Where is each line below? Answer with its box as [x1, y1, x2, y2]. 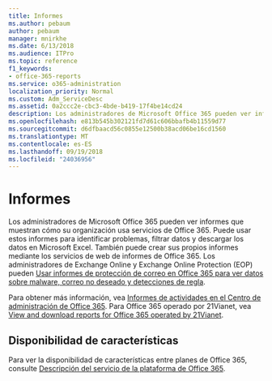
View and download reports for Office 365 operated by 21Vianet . [8, 310, 224, 320]
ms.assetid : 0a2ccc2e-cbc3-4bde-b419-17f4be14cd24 [8, 102, 183, 110]
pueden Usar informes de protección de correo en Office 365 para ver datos [8, 268, 264, 278]
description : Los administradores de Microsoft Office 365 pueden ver [8, 110, 252, 118]
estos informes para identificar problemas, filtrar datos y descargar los [8, 234, 244, 244]
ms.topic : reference [8, 58, 79, 66]
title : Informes [8, 11, 63, 20]
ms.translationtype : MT [8, 132, 89, 140]
